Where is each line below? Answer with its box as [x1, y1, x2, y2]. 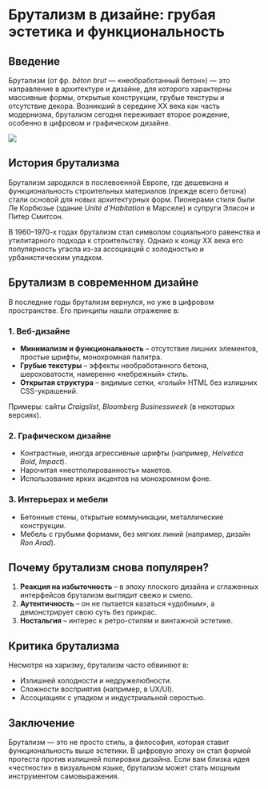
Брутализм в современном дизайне [8, 276, 199, 290]
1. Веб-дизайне [8, 326, 70, 337]
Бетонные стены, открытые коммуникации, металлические [19, 512, 224, 522]
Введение [8, 54, 61, 68]
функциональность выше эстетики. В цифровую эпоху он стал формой [8, 746, 251, 755]
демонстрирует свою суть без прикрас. [19, 607, 158, 617]
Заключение [8, 716, 75, 730]
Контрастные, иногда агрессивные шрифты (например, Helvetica [19, 448, 244, 458]
